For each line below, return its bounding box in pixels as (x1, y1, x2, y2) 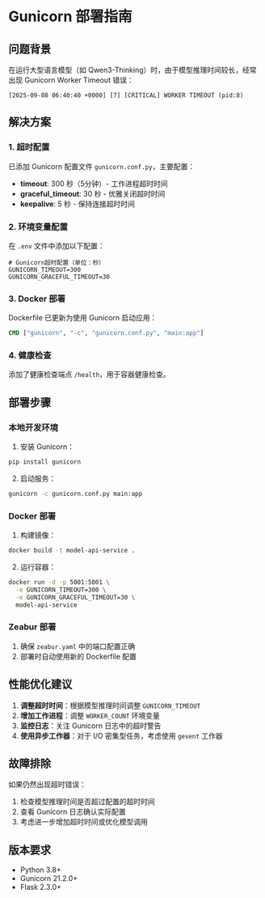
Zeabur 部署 (8, 621, 57, 633)
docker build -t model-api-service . (8, 547, 136, 555)
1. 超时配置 (8, 142, 50, 153)
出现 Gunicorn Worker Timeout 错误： (8, 75, 135, 85)
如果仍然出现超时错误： (8, 780, 86, 790)
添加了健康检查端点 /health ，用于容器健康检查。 (8, 370, 171, 379)
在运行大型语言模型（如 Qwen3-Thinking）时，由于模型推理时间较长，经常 (8, 66, 257, 74)
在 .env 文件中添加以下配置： (8, 240, 105, 251)
